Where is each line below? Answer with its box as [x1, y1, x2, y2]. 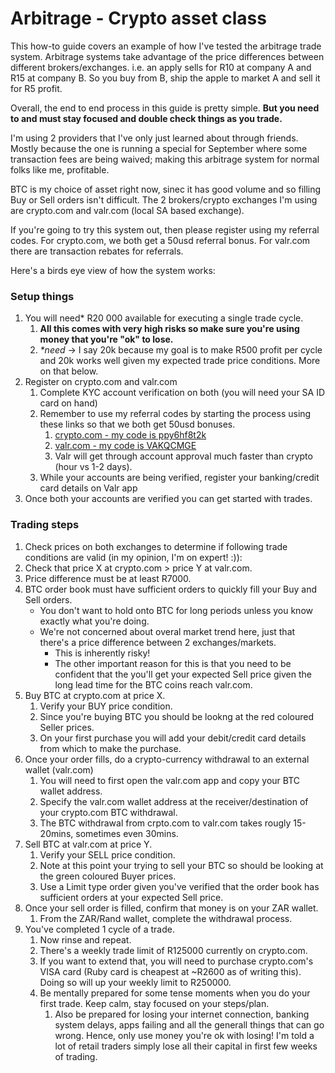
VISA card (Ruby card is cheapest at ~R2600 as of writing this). [39, 965, 302, 977]
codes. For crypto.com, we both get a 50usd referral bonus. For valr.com [10, 234, 311, 246]
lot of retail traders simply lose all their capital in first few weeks [54, 1040, 318, 1052]
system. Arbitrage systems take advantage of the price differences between [10, 50, 325, 62]
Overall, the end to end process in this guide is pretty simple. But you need [10, 102, 320, 114]
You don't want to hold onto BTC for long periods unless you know [39, 604, 313, 616]
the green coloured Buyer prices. [39, 870, 177, 882]
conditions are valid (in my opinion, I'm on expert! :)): [24, 551, 243, 563]
